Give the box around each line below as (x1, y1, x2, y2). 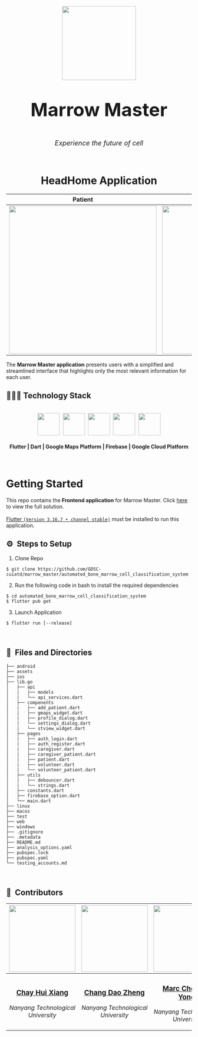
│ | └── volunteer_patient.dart (6, 767, 96, 773)
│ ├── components (6, 699, 54, 706)
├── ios (6, 674, 25, 680)
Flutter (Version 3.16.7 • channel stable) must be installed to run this (6, 515, 179, 522)
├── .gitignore (6, 829, 44, 835)
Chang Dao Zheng (84, 988, 146, 997)
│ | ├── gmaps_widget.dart (6, 710, 83, 716)
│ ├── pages (6, 731, 41, 736)
